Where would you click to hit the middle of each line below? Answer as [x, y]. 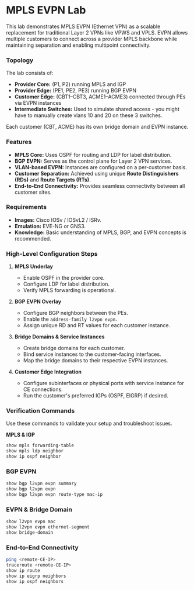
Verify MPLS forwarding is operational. [70, 290]
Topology [20, 60]
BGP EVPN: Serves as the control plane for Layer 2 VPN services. [93, 161]
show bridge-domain [30, 533]
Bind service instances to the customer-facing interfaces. [92, 354]
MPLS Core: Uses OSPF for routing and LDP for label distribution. [93, 155]
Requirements [27, 207]
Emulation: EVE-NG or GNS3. [50, 226]
